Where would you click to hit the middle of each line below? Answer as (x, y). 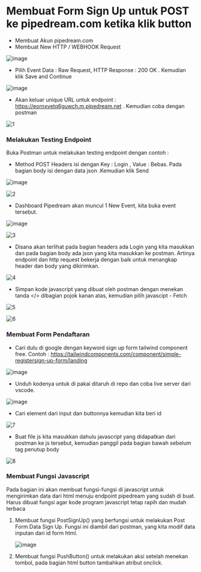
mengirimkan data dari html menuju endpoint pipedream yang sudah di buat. (101, 496)
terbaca (16, 508)
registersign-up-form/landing (51, 360)
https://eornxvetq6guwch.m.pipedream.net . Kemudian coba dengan (100, 106)
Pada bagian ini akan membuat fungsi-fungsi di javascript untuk (85, 489)
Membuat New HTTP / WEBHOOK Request (68, 47)
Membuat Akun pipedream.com (54, 40)
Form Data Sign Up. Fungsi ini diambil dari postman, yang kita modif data (105, 526)
